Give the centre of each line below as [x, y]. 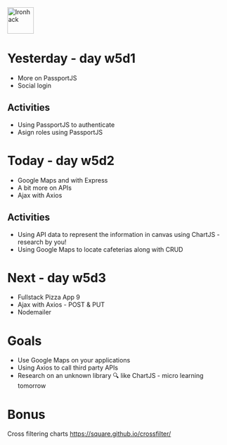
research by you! [42, 242]
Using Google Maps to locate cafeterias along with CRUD [100, 249]
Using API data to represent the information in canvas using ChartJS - [118, 234]
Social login [34, 85]
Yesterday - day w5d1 [71, 59]
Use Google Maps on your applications [74, 360]
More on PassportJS [47, 78]
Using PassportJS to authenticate [66, 124]
